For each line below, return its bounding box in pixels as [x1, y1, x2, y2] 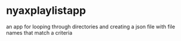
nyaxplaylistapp [6, 4, 86, 17]
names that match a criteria [6, 29, 72, 36]
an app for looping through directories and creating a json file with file [6, 23, 175, 30]
